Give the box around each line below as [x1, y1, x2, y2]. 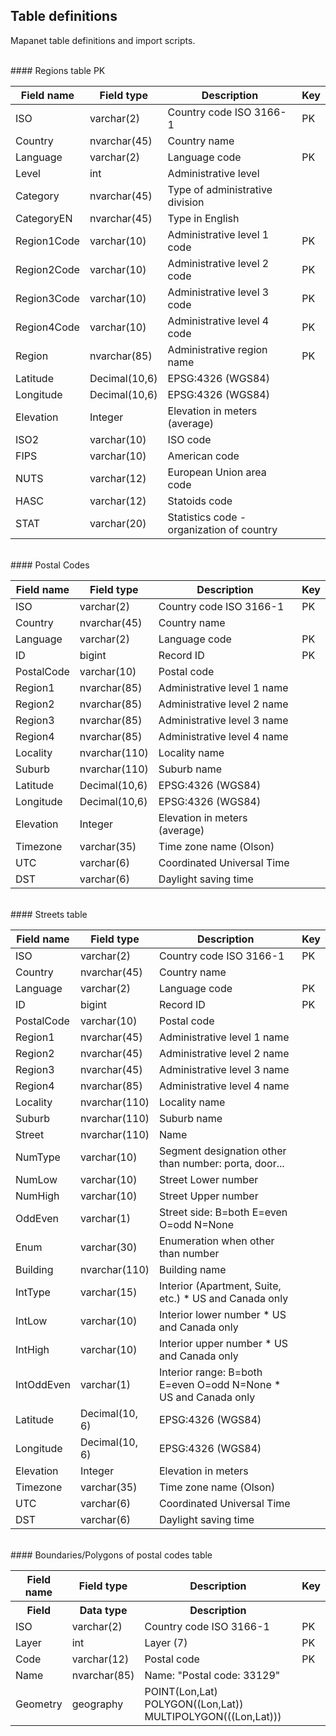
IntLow [15, 1314, 48, 1328]
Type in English [167, 211, 240, 225]
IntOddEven [15, 1377, 71, 1391]
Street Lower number [159, 1172, 259, 1186]
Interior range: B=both [159, 1365, 263, 1379]
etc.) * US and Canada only [159, 1291, 289, 1305]
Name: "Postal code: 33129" [144, 1668, 281, 1682]
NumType [15, 1150, 61, 1164]
